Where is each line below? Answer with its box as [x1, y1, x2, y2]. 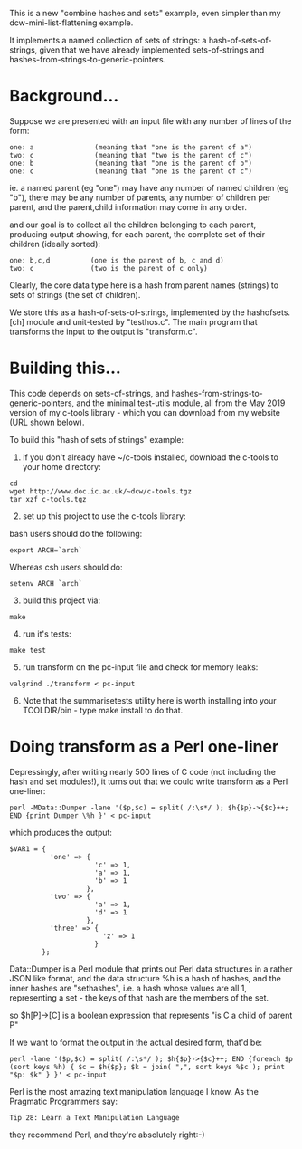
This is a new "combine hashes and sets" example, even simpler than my [9, 8, 282, 18]
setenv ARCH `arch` [9, 579, 83, 588]
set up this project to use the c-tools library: [22, 511, 187, 522]
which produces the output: [9, 827, 113, 838]
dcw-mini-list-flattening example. [9, 17, 134, 28]
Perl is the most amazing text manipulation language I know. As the [9, 1086, 260, 1096]
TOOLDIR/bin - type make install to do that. [22, 704, 184, 715]
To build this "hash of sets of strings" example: [9, 434, 184, 445]
